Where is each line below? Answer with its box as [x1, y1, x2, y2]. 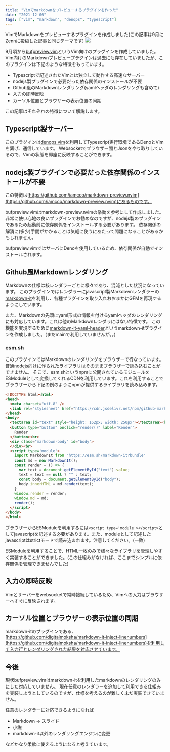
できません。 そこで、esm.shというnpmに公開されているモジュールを [5, 369, 150, 375]
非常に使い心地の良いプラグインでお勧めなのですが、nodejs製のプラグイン [5, 215, 161, 221]
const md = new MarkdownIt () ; [14, 458, 78, 463]
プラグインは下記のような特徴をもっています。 [9, 61, 107, 68]
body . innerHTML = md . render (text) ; [18, 481, 94, 486]
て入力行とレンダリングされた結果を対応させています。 [5, 646, 120, 652]
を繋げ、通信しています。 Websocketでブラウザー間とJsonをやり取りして [5, 145, 159, 151]
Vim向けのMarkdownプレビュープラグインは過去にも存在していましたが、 [5, 55, 159, 61]
